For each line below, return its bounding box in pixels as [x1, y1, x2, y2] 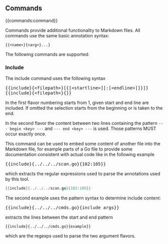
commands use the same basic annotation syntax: [5, 32, 110, 38]
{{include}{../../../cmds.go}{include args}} [5, 205, 120, 210]
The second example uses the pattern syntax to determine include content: [5, 194, 161, 201]
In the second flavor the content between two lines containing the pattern [5, 120, 157, 126]
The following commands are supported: [5, 51, 90, 57]
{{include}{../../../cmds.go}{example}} [5, 224, 92, 229]
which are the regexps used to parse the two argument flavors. [5, 232, 136, 239]
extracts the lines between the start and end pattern [5, 214, 113, 220]
